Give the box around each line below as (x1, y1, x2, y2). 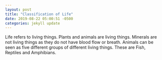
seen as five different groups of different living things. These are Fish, (5, 44, 146, 50)
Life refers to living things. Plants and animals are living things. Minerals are (5, 34, 157, 40)
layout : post (5, 7, 32, 12)
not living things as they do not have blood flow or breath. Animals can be (5, 40, 154, 45)
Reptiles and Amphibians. (5, 50, 56, 56)
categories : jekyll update (5, 20, 60, 26)
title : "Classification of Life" (5, 12, 73, 17)
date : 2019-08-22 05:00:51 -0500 (5, 16, 73, 21)
